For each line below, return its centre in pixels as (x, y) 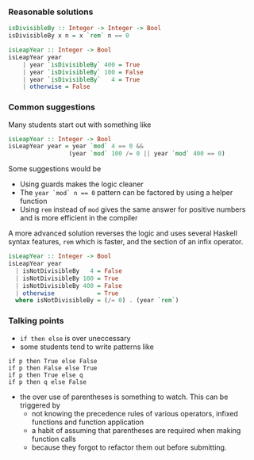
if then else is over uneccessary (75, 338)
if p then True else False (53, 361)
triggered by (40, 405)
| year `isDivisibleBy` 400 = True (81, 65)
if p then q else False (48, 382)
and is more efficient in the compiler (79, 218)
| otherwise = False (56, 87)
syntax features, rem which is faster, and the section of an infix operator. (126, 242)
